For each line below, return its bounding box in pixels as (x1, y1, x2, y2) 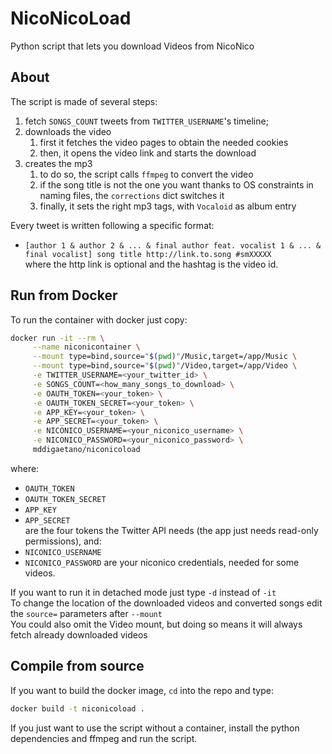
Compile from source (10, 658, 145, 675)
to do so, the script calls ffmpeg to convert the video (39, 168, 254, 180)
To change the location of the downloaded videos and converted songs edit (10, 597, 323, 609)
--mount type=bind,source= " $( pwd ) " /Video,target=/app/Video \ (32, 361, 298, 371)
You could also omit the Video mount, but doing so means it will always (10, 618, 303, 630)
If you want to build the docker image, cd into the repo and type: (10, 684, 274, 696)
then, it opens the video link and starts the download (39, 147, 257, 159)
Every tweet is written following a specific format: (10, 219, 215, 231)
